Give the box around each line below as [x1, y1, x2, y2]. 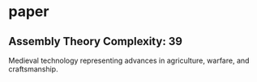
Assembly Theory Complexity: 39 [8, 35, 182, 48]
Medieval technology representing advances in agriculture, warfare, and [8, 55, 250, 65]
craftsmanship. [8, 64, 58, 74]
